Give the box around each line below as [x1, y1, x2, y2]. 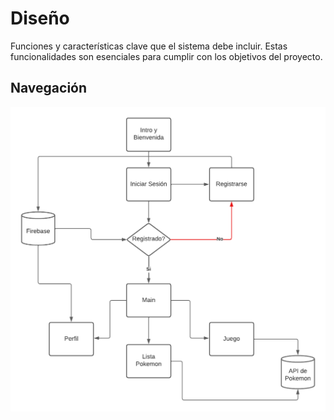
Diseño [10, 7, 70, 30]
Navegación [10, 80, 88, 97]
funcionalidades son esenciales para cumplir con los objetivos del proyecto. [10, 50, 323, 62]
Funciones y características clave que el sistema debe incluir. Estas [10, 40, 288, 52]
